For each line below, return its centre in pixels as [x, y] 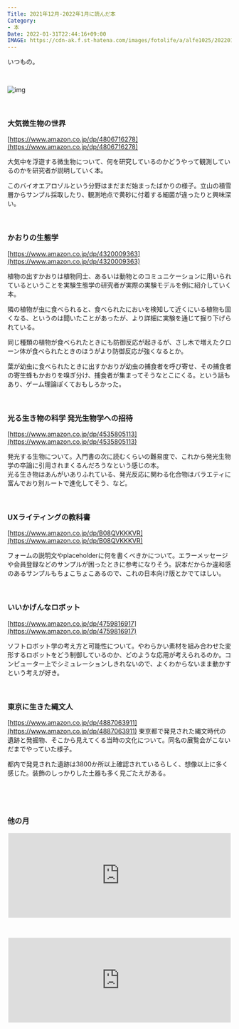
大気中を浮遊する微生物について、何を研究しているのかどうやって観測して [116, 162]
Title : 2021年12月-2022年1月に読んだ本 [62, 14]
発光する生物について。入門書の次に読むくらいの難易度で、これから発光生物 [119, 457]
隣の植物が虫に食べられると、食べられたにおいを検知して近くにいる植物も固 [119, 309]
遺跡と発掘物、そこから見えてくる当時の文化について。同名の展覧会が [110, 740]
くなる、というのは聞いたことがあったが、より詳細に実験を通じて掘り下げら [119, 318]
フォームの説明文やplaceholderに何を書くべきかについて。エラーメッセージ [118, 556]
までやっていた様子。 [44, 749]
